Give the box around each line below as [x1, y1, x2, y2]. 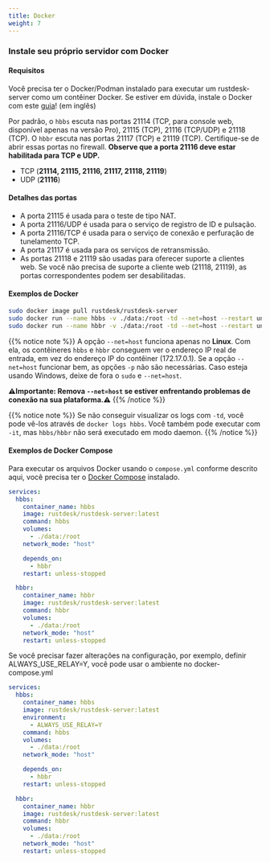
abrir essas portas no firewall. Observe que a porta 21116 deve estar [8, 142, 236, 151]
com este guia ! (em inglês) [8, 101, 96, 110]
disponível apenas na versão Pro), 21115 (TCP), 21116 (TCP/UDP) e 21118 [8, 125, 247, 134]
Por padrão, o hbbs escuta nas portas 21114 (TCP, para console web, [8, 116, 235, 125]
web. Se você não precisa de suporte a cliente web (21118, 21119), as [19, 262, 247, 272]
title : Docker [8, 11, 56, 20]
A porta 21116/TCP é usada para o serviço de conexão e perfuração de [19, 228, 255, 237]
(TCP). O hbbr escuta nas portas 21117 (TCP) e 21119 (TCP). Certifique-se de [8, 133, 260, 143]
